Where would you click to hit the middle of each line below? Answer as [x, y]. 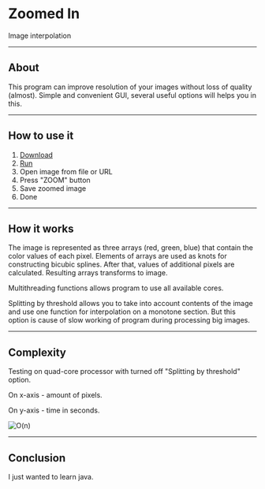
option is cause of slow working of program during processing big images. [129, 320]
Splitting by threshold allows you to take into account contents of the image [131, 304]
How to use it [41, 136]
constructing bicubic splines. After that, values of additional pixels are [121, 264]
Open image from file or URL [66, 171]
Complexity [37, 352]
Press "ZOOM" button [55, 180]
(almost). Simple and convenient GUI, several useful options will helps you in [132, 95]
